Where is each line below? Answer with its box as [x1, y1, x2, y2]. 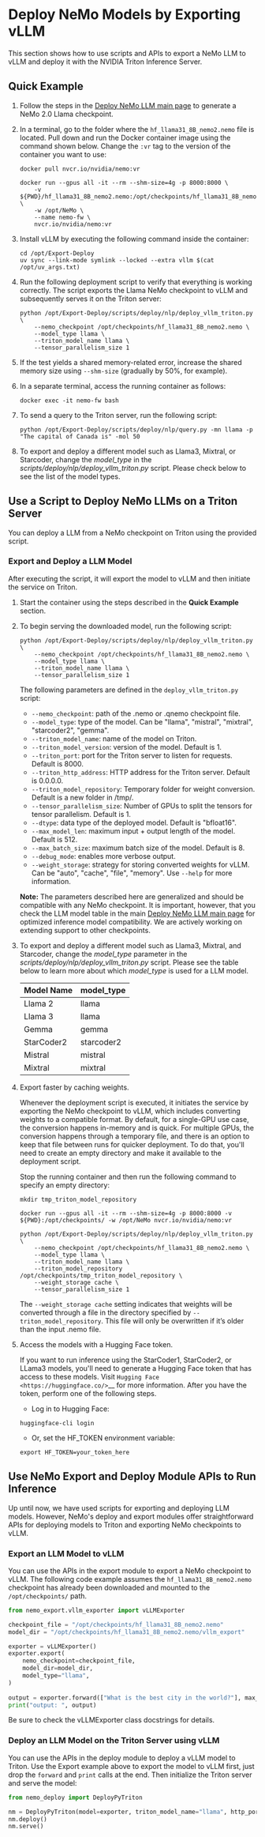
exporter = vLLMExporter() [8, 1642, 97, 1651]
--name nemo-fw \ [34, 213, 91, 221]
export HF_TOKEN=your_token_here [19, 1448, 130, 1456]
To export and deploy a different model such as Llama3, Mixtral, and [19, 940, 242, 950]
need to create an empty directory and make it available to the [19, 1148, 222, 1158]
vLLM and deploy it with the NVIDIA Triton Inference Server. [8, 57, 203, 66]
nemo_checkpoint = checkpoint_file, [22, 1657, 136, 1665]
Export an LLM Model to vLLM [8, 1548, 125, 1559]
